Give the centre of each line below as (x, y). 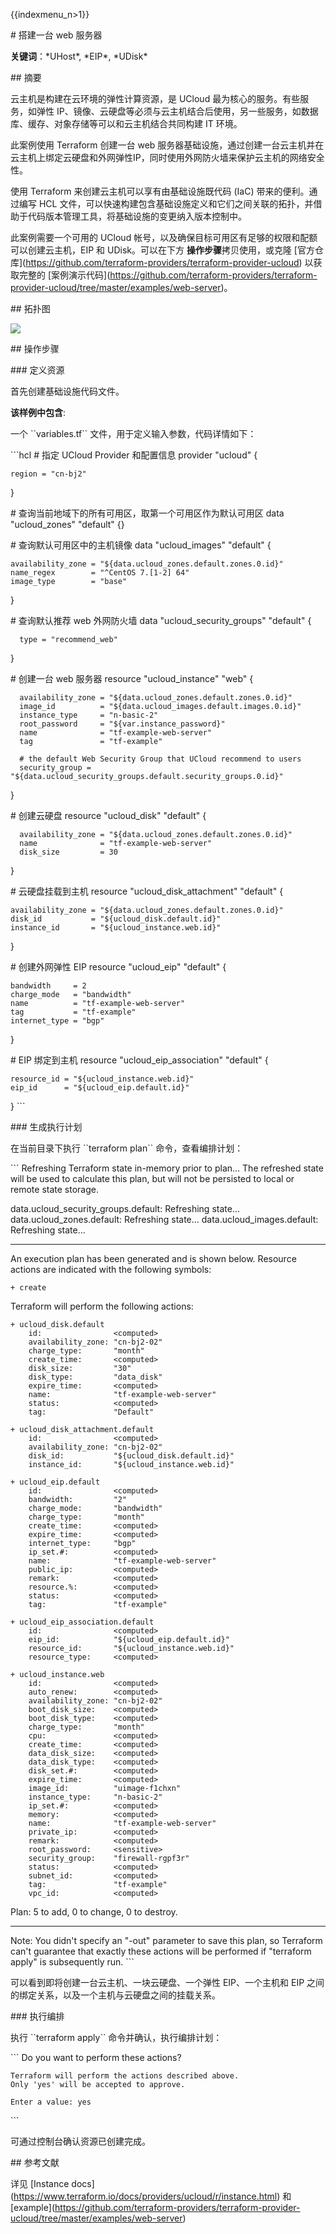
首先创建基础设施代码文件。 (67, 391)
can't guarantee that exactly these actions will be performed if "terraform (161, 1951)
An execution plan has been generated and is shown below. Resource (153, 1258)
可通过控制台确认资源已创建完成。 (80, 2141)
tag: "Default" (91, 1412)
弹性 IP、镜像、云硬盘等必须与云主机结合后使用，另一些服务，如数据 (177, 111)
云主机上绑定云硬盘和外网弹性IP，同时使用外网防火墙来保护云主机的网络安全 (167, 157)
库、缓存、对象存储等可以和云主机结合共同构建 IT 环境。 (126, 123)
